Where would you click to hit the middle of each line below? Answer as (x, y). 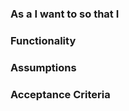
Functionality (43, 40)
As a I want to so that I (65, 14)
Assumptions (43, 67)
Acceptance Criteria (60, 94)
